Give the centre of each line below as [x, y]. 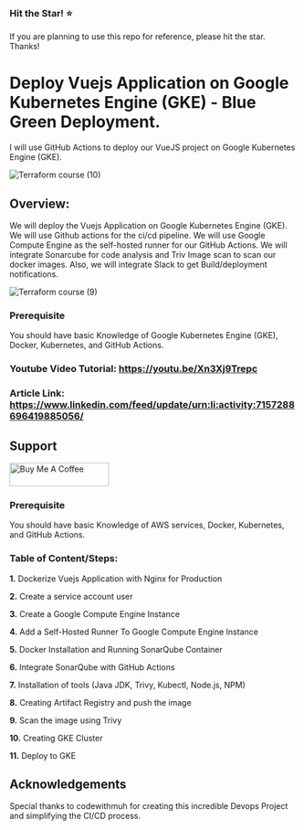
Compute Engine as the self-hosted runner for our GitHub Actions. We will [148, 245]
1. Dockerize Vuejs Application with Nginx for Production [116, 579]
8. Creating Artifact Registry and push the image [100, 702]
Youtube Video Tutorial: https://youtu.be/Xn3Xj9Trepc [134, 369]
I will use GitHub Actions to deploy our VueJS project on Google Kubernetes [152, 147]
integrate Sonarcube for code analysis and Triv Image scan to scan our [143, 255]
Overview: [40, 203]
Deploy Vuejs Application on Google [149, 83]
